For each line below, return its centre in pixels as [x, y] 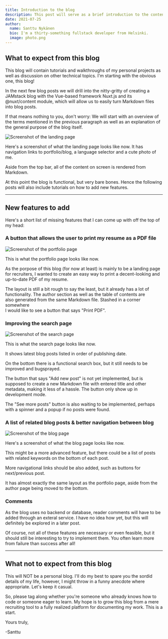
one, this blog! [20, 81]
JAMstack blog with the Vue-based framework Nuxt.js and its [69, 96]
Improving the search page [38, 323]
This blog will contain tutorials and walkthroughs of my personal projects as [83, 70]
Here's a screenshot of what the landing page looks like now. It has [74, 147]
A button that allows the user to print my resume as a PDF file [81, 238]
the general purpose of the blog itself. [44, 127]
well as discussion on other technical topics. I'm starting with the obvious [80, 75]
